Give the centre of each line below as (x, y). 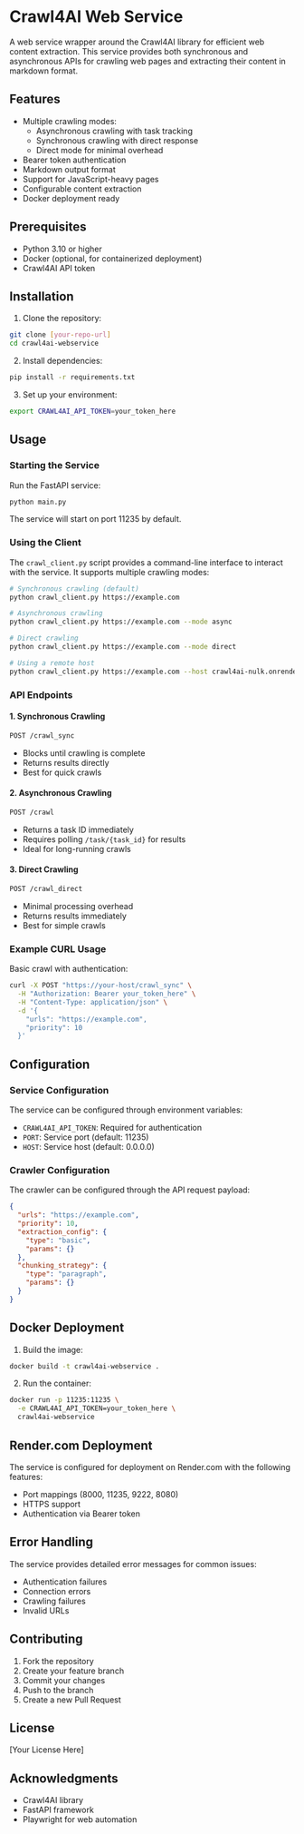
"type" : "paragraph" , (66, 1274)
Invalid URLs (46, 1610)
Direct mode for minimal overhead (100, 150)
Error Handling (51, 1542)
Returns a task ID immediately (78, 829)
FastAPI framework (58, 1810)
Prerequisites (48, 227)
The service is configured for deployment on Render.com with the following (150, 1466)
